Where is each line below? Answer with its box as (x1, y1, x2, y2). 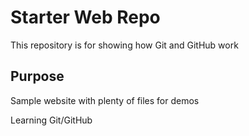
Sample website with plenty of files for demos (10, 94, 200, 106)
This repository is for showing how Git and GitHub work (10, 39, 239, 51)
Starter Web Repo (10, 6, 161, 29)
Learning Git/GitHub (10, 114, 93, 126)
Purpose (10, 68, 65, 85)
